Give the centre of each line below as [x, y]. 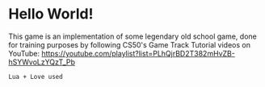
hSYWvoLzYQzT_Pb [42, 62]
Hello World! [51, 14]
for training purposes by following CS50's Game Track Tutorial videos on [129, 44]
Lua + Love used [36, 77]
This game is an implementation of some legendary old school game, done [132, 36]
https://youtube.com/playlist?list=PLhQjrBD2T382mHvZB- [139, 53]
